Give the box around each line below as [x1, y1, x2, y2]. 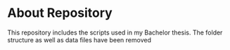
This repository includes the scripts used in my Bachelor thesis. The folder [7, 28, 223, 37]
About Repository [7, 5, 113, 21]
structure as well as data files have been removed [7, 35, 151, 44]
